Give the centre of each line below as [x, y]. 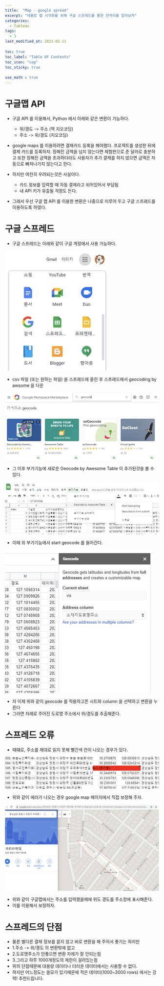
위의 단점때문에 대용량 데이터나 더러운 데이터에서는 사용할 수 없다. [75, 966]
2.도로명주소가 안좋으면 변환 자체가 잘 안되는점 [56, 954]
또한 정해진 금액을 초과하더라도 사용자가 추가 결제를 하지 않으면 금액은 [84, 157]
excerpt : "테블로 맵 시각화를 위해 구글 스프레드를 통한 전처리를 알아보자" [71, 15]
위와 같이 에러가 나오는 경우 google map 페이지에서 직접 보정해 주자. [77, 797]
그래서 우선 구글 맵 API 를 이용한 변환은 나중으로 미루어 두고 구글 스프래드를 [84, 201]
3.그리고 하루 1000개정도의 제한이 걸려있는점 [55, 960]
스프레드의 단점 [34, 927]
